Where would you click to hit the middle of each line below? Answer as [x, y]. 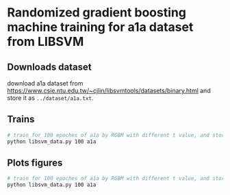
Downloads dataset [49, 67]
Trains [21, 119]
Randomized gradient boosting [97, 13]
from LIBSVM [46, 42]
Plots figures [35, 162]
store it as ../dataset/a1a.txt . [50, 98]
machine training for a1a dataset [100, 27]
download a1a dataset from [45, 83]
